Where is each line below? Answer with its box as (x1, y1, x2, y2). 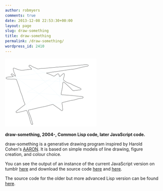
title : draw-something (5, 34, 51, 38)
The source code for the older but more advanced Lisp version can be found (5, 175, 159, 181)
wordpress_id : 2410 (5, 44, 45, 49)
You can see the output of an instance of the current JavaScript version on (5, 161, 155, 167)
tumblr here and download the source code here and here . (5, 166, 123, 172)
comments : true (5, 13, 36, 18)
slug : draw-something (5, 28, 49, 34)
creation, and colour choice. (5, 151, 62, 157)
